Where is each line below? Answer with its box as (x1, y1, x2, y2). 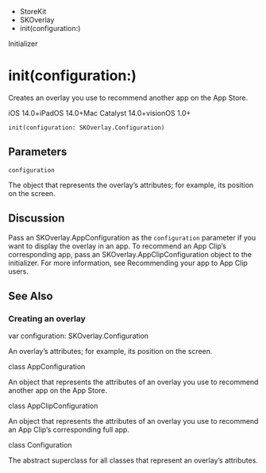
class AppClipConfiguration (8, 401, 98, 411)
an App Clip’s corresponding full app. (8, 425, 129, 435)
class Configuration (8, 440, 73, 450)
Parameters (8, 145, 67, 159)
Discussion (8, 212, 65, 225)
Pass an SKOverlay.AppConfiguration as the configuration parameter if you (8, 233, 256, 242)
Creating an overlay (8, 313, 86, 324)
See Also (8, 289, 53, 302)
